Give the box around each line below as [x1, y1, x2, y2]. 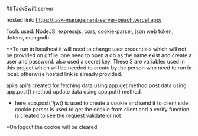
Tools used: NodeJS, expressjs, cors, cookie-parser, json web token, [6, 28, 174, 35]
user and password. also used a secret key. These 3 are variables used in [6, 58, 185, 65]
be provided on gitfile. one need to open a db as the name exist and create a [6, 52, 192, 58]
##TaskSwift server [6, 5, 54, 12]
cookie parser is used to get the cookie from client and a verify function [14, 106, 190, 112]
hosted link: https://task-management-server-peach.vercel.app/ [6, 16, 162, 23]
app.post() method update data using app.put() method [6, 88, 141, 95]
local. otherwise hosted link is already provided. [6, 71, 123, 77]
